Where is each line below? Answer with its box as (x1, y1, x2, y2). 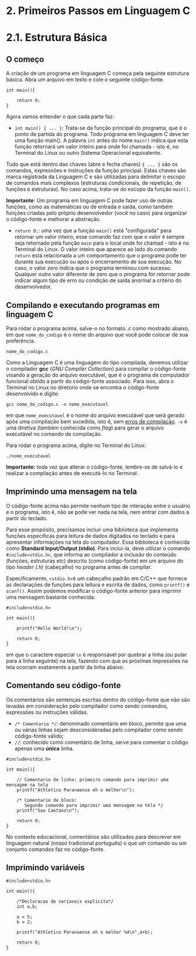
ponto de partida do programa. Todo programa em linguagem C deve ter (14, 131, 189, 138)
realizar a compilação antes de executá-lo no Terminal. (6, 470, 139, 476)
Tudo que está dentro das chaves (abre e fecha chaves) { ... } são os (6, 161, 178, 168)
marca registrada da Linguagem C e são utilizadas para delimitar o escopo (6, 173, 185, 180)
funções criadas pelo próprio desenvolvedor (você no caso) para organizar (6, 209, 187, 216)
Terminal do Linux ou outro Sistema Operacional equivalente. (14, 150, 162, 157)
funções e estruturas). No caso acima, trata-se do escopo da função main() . (6, 186, 191, 193)
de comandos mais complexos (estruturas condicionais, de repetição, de (6, 179, 182, 187)
